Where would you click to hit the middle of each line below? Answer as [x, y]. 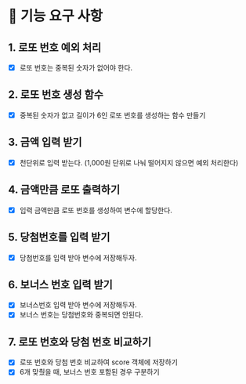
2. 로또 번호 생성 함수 [56, 95]
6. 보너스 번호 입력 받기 [61, 284]
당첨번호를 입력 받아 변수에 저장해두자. [78, 257]
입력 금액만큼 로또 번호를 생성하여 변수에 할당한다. [96, 210]
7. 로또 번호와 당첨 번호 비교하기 [80, 342]
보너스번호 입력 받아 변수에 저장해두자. [78, 305]
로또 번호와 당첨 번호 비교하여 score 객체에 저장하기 [98, 362]
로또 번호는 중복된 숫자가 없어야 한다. [76, 68]
